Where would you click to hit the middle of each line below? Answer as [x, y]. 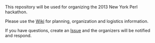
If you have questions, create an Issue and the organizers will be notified [78, 30]
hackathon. [16, 12]
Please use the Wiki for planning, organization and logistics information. [77, 21]
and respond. [18, 36]
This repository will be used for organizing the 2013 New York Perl [71, 7]
